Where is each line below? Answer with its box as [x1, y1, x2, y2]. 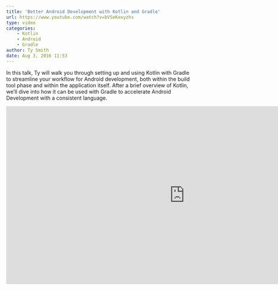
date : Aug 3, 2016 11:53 [6, 53, 68, 59]
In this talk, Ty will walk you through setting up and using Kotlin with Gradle [6, 69, 189, 76]
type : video [6, 20, 36, 26]
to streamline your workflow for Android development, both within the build [6, 75, 190, 82]
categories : [6, 25, 36, 31]
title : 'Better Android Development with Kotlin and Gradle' [6, 8, 161, 15]
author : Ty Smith [6, 47, 49, 53]
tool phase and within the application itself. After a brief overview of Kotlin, [6, 81, 189, 89]
